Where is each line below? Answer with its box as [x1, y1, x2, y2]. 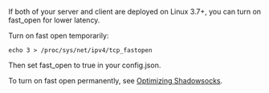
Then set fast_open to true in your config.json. [8, 60, 161, 70]
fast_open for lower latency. [8, 15, 100, 25]
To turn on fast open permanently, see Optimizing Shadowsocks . [8, 76, 223, 85]
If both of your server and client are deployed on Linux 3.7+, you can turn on [8, 7, 262, 16]
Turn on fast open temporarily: [8, 31, 109, 40]
